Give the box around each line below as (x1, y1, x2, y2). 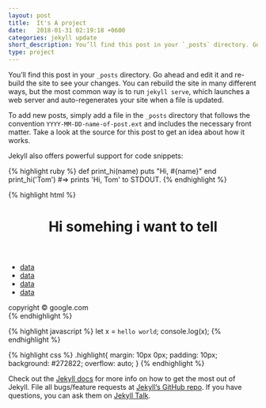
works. (8, 136, 31, 145)
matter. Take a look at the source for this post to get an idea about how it (8, 127, 245, 137)
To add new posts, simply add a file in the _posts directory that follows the (8, 111, 251, 119)
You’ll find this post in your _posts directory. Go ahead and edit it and (8, 70, 234, 79)
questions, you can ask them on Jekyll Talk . (8, 391, 151, 400)
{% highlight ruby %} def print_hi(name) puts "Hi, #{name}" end (8, 167, 217, 176)
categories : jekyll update (8, 33, 97, 42)
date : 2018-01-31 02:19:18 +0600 (8, 26, 126, 34)
